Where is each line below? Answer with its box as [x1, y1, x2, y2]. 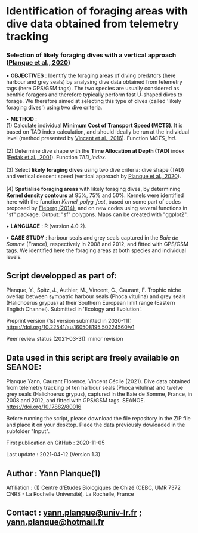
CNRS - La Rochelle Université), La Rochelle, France [6, 490, 134, 498]
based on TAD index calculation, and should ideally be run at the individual [6, 128, 190, 135]
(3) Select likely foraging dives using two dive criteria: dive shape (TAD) [6, 166, 184, 174]
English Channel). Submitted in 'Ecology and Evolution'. [6, 305, 142, 313]
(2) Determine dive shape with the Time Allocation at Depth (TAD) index [6, 147, 185, 155]
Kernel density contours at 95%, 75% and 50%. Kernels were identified [6, 192, 184, 199]
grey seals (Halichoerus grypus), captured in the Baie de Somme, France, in [6, 390, 193, 398]
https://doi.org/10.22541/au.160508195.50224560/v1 [6, 323, 135, 331]
